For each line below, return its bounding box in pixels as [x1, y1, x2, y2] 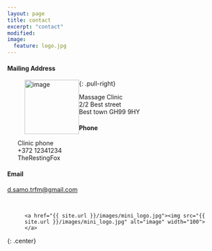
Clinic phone [17, 139, 54, 147]
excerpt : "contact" [7, 23, 64, 30]
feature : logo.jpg [13, 42, 67, 49]
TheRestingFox [17, 154, 60, 162]
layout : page [7, 10, 45, 17]
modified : [7, 29, 36, 37]
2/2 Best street [79, 100, 122, 108]
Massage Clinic [79, 93, 123, 102]
